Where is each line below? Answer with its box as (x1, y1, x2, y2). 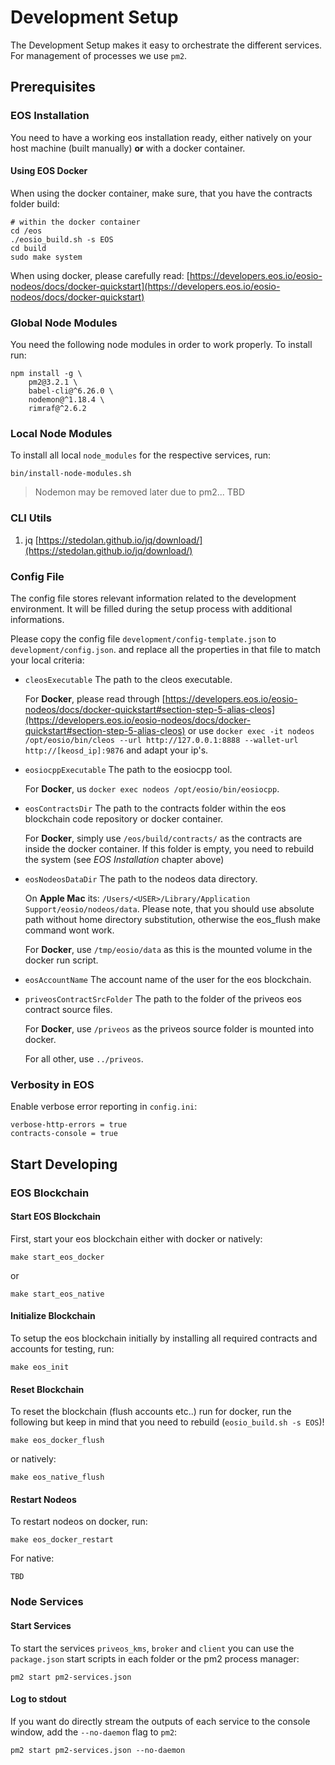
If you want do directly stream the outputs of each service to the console (10, 1715, 311, 1727)
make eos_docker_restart (10, 1535, 114, 1545)
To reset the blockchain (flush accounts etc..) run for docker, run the (10, 1406, 292, 1418)
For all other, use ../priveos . (24, 1053, 144, 1065)
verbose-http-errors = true (10, 1120, 128, 1130)
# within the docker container (10, 217, 141, 227)
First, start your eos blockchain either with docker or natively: (10, 1232, 263, 1245)
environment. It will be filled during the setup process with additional (10, 603, 293, 615)
